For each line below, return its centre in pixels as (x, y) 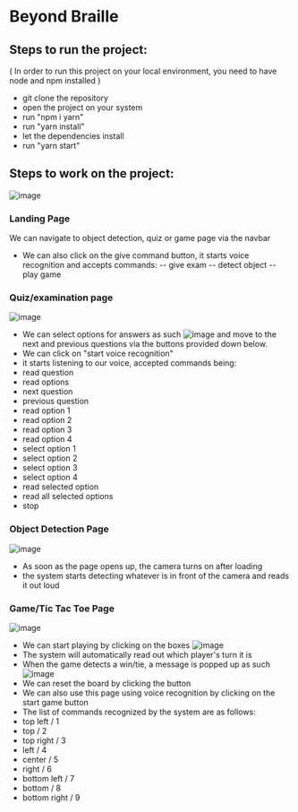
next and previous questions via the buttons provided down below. (145, 344)
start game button (55, 702)
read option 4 (47, 439)
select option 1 (49, 449)
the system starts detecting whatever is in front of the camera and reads (155, 575)
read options (46, 382)
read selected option (60, 487)
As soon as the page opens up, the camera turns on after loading (142, 566)
